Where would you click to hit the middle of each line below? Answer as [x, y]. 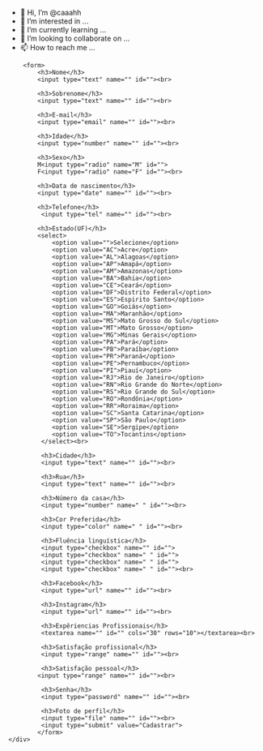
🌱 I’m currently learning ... [63, 30]
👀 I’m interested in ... [54, 21]
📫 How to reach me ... [57, 47]
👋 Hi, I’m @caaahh [51, 13]
